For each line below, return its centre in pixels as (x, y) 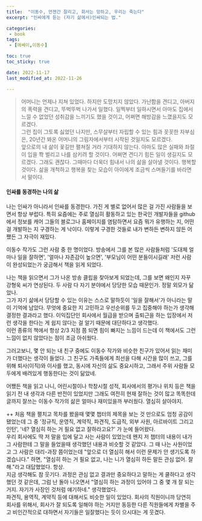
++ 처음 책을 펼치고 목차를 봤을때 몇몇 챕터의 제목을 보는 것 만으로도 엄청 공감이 (99, 414)
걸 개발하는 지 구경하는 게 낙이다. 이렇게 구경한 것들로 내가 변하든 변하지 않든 (96, 229)
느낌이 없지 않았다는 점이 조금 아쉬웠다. (52, 337)
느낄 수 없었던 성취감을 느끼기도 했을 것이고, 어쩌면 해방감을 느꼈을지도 (104, 117)
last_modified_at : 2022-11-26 (44, 78)
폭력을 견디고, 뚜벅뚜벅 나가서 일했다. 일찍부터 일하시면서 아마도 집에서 (110, 109)
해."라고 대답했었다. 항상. (36, 467)
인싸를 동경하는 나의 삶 (33, 192)
